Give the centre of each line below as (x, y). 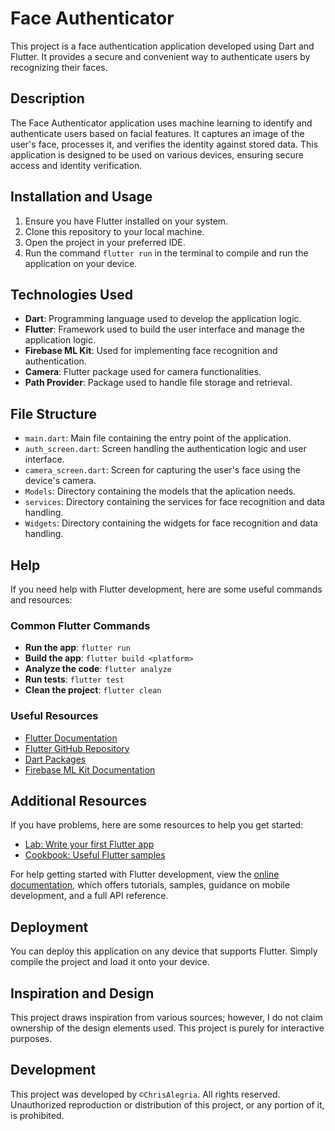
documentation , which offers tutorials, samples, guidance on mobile (150, 885)
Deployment (49, 927)
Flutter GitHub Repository (77, 748)
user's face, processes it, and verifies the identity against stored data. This (164, 144)
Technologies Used (71, 294)
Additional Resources (78, 800)
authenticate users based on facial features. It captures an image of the (157, 133)
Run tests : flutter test (74, 679)
